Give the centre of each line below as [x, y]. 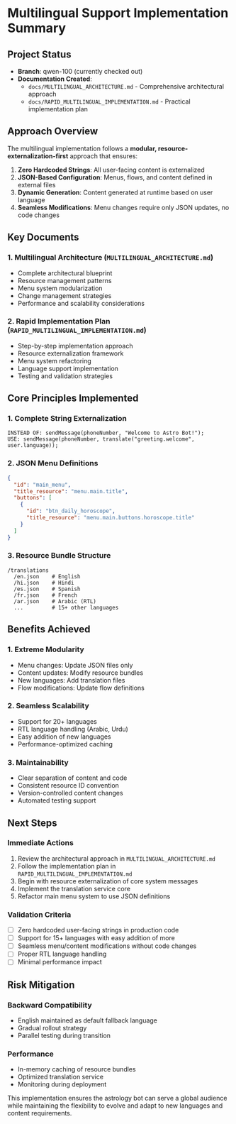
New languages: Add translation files [71, 680]
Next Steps [32, 823]
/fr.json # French [46, 595]
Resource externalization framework [71, 353]
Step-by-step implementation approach [75, 346]
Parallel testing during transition [64, 1036]
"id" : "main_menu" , [43, 485]
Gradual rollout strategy [52, 1028]
